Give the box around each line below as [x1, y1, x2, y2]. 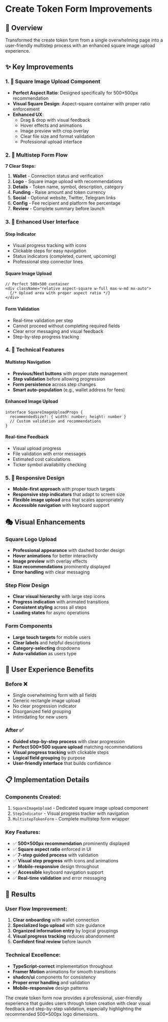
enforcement [12, 106, 40, 112]
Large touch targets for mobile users [12, 634, 91, 640]
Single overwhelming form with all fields [12, 692, 97, 698]
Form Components [5, 623, 52, 630]
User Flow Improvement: [5, 905, 68, 912]
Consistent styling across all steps [12, 604, 87, 610]
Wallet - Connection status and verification [12, 172, 103, 179]
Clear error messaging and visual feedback [12, 328, 103, 334]
